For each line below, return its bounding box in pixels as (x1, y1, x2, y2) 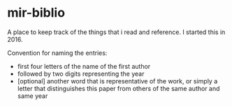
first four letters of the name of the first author (17, 62, 151, 70)
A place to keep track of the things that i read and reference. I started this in (7, 28, 226, 36)
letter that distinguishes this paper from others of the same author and (17, 84, 220, 92)
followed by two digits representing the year (17, 69, 145, 78)
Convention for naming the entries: (7, 49, 108, 57)
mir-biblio (7, 5, 65, 21)
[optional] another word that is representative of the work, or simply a (17, 76, 218, 85)
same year (17, 92, 48, 100)
